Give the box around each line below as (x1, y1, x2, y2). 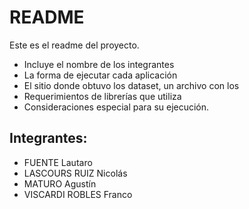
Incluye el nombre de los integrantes (23, 58, 175, 70)
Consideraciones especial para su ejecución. (23, 101, 210, 113)
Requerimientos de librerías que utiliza (23, 90, 182, 102)
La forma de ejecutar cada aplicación (23, 69, 178, 81)
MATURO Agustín (23, 177, 97, 190)
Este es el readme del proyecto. (9, 39, 140, 51)
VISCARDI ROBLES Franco (23, 188, 133, 200)
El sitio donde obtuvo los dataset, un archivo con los (23, 79, 240, 91)
